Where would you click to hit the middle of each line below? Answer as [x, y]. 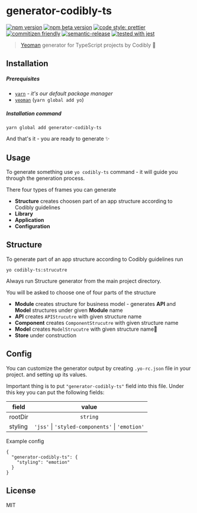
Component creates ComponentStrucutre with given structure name [96, 322]
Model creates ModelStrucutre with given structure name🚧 [86, 329]
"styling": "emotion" [43, 462]
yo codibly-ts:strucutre [37, 270]
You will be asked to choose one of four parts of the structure [81, 292]
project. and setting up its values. [47, 375]
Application [29, 220]
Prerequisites [23, 79]
